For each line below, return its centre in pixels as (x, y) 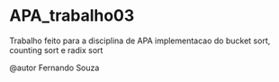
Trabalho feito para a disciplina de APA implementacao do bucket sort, (140, 41)
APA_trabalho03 (72, 16)
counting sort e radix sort (56, 50)
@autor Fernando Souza (54, 68)
